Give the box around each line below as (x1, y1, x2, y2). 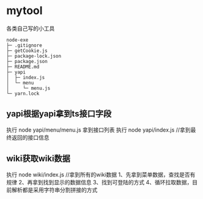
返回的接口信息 (11, 133, 50, 141)
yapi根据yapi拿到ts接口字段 (6, 108, 112, 119)
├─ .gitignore (6, 42, 43, 48)
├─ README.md (6, 64, 40, 70)
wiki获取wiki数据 (6, 154, 70, 164)
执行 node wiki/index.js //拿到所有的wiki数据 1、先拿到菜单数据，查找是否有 (6, 171, 196, 178)
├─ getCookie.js (6, 47, 48, 54)
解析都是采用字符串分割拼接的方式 (11, 186, 98, 193)
